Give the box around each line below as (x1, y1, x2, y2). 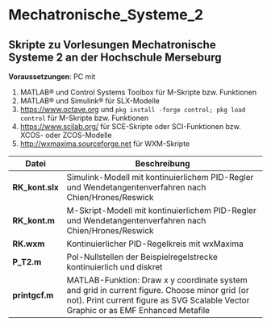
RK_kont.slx (12, 182, 59, 193)
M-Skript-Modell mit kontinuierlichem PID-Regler (66, 205, 256, 215)
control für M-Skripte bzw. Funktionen (19, 113, 149, 123)
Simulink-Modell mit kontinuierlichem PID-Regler (66, 172, 254, 182)
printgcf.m (12, 290, 54, 300)
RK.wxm (12, 238, 45, 249)
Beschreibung (135, 158, 191, 169)
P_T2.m (12, 257, 42, 267)
